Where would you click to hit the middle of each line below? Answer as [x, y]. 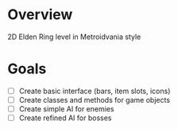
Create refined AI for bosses [65, 118]
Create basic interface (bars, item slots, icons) [95, 91]
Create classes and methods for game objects [95, 100]
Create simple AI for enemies [66, 109]
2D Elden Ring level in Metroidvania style [74, 37]
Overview [40, 15]
